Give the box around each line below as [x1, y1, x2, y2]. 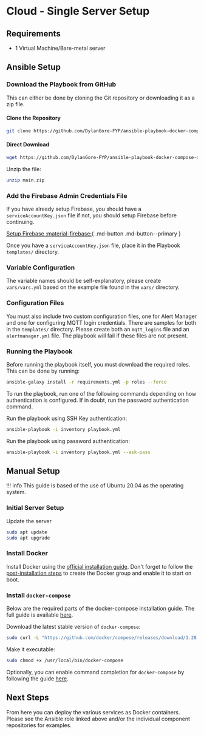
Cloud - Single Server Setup [6, 4, 150, 18]
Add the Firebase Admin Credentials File [6, 191, 127, 200]
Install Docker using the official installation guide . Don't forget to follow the [6, 563, 193, 570]
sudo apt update [6, 529, 47, 535]
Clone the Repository [6, 114, 61, 122]
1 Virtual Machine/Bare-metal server [15, 44, 106, 52]
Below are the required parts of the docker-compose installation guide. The [6, 605, 195, 612]
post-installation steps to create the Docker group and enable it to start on [6, 569, 192, 577]
